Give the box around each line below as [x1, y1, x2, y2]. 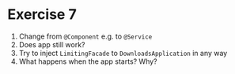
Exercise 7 [7, 6, 77, 24]
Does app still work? [18, 39, 85, 49]
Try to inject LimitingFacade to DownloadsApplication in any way [18, 48, 228, 57]
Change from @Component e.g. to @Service [18, 31, 153, 41]
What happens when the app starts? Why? [18, 57, 157, 66]
